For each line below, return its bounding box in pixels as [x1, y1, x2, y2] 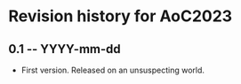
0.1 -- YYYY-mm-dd [8, 42, 121, 57]
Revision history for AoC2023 [8, 6, 233, 27]
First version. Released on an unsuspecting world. [20, 65, 205, 75]
